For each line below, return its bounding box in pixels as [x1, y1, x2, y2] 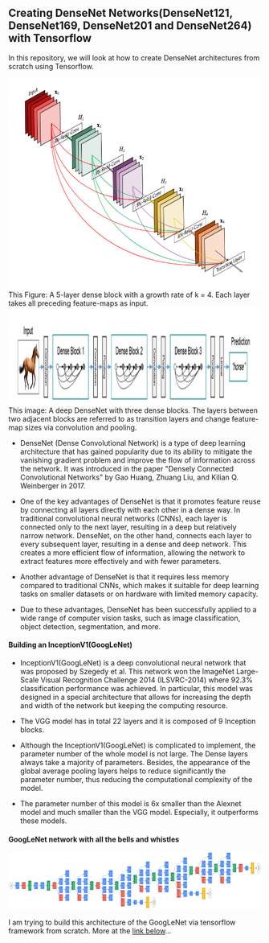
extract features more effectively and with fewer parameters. [19, 556, 222, 566]
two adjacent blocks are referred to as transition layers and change [8, 414, 230, 423]
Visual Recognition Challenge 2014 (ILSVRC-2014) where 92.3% [40, 675, 253, 685]
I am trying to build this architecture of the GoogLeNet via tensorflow [8, 917, 236, 927]
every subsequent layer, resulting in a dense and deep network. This [19, 539, 247, 549]
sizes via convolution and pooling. [24, 422, 137, 432]
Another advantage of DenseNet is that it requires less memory [19, 571, 230, 582]
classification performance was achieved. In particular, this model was [19, 684, 253, 694]
